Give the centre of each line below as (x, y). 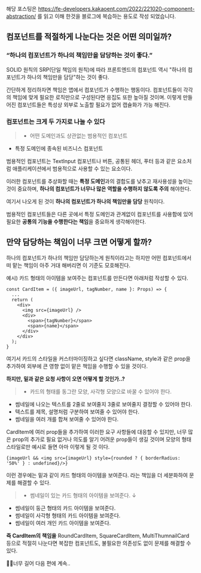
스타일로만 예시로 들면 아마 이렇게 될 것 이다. (58, 446)
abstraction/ (21, 16)
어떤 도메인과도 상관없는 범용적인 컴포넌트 (79, 136)
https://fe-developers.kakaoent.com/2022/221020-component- (116, 9)
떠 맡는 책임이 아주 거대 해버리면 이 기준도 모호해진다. (68, 265)
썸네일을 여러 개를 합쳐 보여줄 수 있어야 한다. (67, 419)
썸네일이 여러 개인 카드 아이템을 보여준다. (63, 523)
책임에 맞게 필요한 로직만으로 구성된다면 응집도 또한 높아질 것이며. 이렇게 (97, 97)
